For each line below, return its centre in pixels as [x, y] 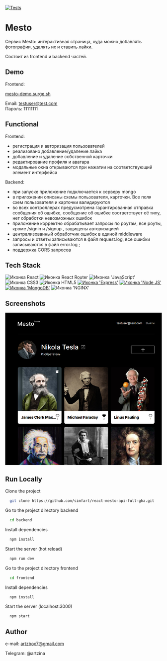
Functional [22, 124]
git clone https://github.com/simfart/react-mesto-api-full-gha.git [82, 501]
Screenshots [25, 303]
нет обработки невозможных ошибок [52, 218]
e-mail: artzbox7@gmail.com [35, 644]
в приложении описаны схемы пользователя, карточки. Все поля [82, 197]
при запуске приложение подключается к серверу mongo [74, 191]
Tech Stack [23, 265]
